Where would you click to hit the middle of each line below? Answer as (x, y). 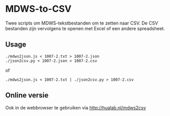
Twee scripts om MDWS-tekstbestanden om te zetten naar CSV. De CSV (82, 23)
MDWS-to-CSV (38, 9)
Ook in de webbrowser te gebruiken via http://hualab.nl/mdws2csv (76, 107)
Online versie (27, 95)
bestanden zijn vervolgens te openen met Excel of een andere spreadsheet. (85, 28)
